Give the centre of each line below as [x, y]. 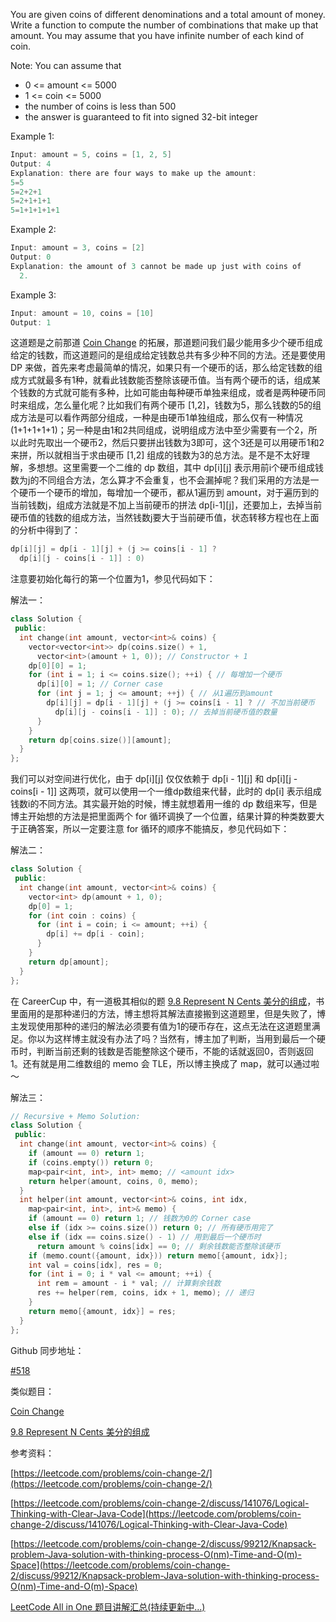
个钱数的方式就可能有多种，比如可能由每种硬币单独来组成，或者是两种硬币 [163, 393]
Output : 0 [31, 257]
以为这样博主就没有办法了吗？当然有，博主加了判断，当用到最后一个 [176, 1038]
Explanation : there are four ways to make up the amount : [133, 173]
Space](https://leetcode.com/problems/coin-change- [120, 1565]
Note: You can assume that [66, 65]
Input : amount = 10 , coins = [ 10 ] [82, 313]
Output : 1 [31, 322]
